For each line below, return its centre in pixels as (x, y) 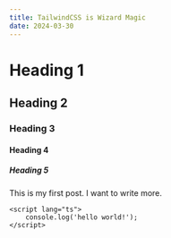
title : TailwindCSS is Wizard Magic (77, 17)
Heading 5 (29, 170)
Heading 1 (47, 70)
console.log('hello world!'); (82, 217)
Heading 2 (39, 103)
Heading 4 (29, 149)
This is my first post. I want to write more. (86, 192)
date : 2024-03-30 (42, 26)
